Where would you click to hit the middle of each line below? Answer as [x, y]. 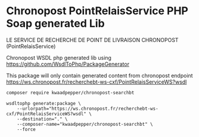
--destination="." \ [42, 119]
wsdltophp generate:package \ [44, 103]
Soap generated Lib [56, 23]
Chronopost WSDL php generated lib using [59, 58]
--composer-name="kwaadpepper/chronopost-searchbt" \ [85, 124]
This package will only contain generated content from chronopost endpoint [99, 75]
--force [26, 129]
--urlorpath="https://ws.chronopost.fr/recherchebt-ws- [88, 109]
